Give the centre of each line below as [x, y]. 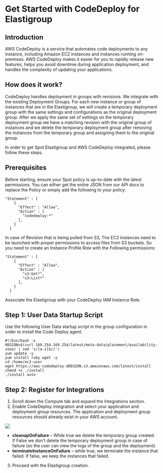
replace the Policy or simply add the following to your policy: [66, 190]
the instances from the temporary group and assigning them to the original [80, 133]
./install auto [20, 375]
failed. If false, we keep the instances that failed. [61, 456]
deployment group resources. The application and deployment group [81, 412]
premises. [15, 59]
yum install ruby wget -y [31, 358]
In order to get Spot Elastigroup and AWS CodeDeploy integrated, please [78, 147]
